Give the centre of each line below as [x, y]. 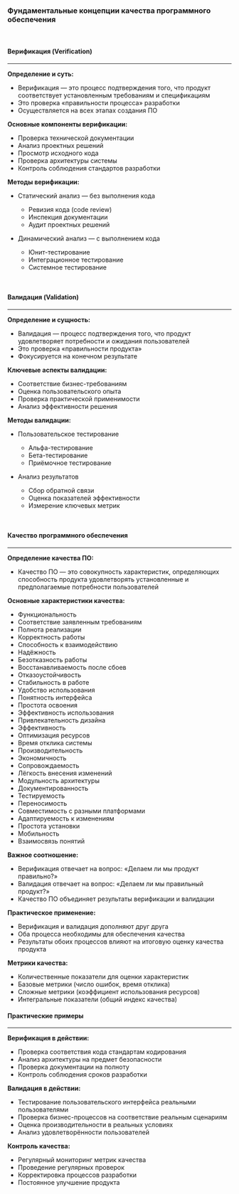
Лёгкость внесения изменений [65, 773]
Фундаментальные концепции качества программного [109, 11]
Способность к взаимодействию [68, 644]
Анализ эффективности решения [67, 406]
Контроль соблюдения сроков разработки [82, 1075]
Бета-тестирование [58, 455]
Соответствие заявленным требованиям [80, 622]
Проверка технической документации [76, 138]
